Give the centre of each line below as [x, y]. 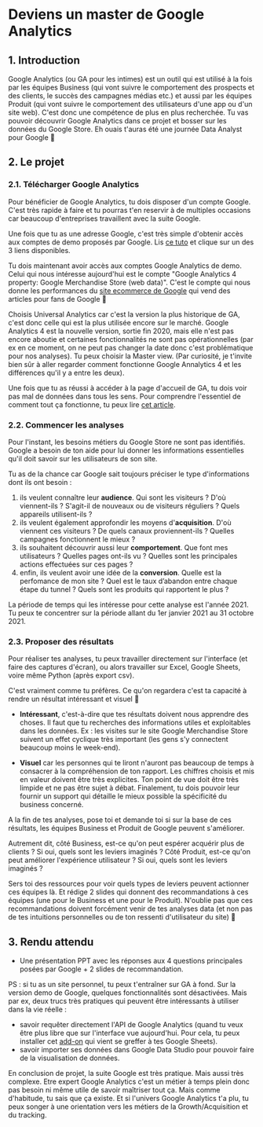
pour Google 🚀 [31, 138]
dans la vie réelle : [37, 1010]
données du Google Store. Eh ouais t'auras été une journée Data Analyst [125, 129]
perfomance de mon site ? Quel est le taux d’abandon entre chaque [128, 581]
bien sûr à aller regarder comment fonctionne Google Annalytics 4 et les [125, 364]
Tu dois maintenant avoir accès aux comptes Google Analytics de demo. [125, 266]
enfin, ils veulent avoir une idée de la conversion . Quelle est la [121, 572]
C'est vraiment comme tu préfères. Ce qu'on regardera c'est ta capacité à [128, 691]
